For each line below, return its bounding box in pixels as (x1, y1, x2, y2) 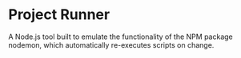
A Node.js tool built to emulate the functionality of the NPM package (8, 32, 234, 41)
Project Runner (8, 6, 110, 24)
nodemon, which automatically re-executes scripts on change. (8, 40, 215, 49)
